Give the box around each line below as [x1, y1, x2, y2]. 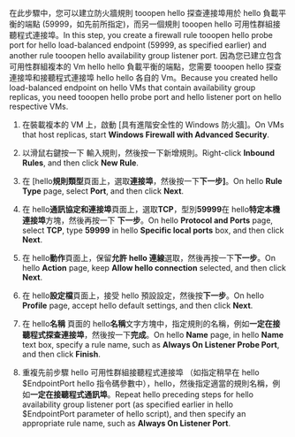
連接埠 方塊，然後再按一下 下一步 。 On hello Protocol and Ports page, [21, 215, 274, 226]
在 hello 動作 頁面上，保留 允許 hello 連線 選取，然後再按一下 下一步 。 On [21, 253, 276, 263]
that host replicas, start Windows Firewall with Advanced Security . [21, 129, 269, 140]
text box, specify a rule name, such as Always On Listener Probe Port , [21, 340, 280, 349]
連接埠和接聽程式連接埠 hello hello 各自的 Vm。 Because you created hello [9, 73, 278, 82]
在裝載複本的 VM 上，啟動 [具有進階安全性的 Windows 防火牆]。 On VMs [21, 119, 284, 130]
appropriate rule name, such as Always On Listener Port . [21, 418, 231, 428]
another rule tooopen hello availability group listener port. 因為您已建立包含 [9, 50, 283, 60]
